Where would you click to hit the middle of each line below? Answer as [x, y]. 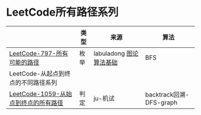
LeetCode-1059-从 [38, 93]
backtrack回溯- [167, 95]
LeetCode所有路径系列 [62, 12]
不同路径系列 [39, 83]
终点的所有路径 [42, 102]
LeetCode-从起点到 [37, 74]
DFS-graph [161, 102]
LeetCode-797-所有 [39, 53]
